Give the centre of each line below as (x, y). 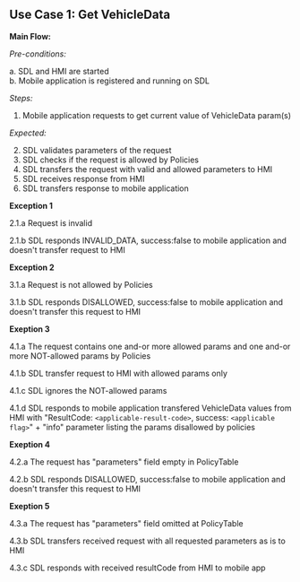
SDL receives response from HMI (83, 178)
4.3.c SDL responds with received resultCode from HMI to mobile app (137, 568)
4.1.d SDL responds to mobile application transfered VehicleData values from (150, 408)
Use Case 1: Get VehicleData (90, 15)
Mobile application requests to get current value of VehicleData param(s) (157, 115)
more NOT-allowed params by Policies (80, 356)
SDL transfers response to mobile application (106, 188)
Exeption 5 (30, 506)
